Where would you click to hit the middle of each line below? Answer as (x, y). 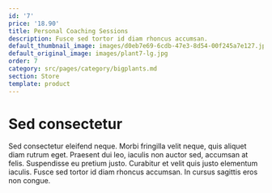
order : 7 (23, 62)
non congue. (30, 181)
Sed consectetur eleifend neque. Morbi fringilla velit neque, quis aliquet (127, 146)
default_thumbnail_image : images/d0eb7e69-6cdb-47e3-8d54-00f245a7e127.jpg (139, 46)
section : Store (34, 76)
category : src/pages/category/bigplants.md (83, 69)
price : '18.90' (34, 24)
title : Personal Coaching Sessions (68, 31)
